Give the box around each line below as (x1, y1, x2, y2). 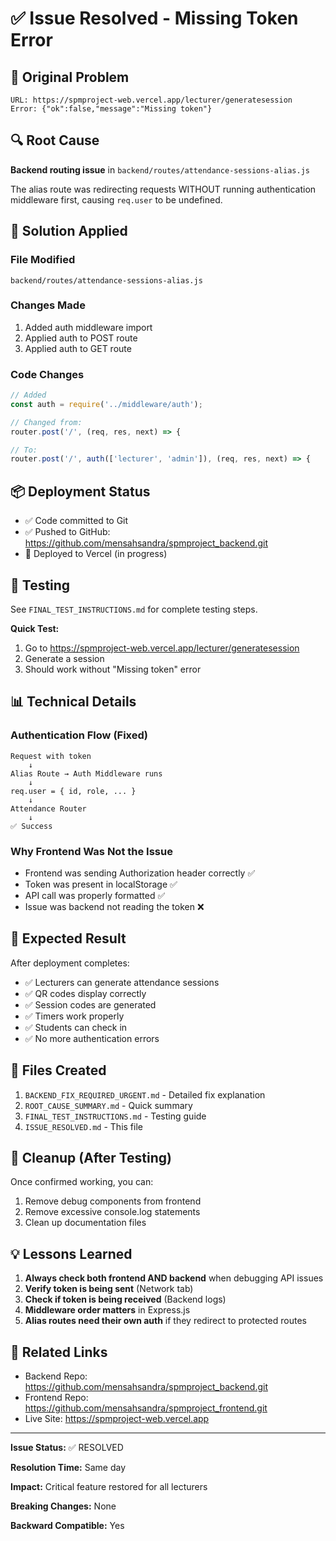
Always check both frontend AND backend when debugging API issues (24, 1272, 324, 1284)
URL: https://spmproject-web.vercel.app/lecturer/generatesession (10, 95, 293, 105)
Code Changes (10, 367, 85, 381)
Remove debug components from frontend (24, 1195, 202, 1207)
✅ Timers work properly (24, 1010, 125, 1022)
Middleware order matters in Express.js (24, 1304, 191, 1316)
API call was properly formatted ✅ (24, 889, 166, 901)
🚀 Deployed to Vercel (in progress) (24, 548, 168, 560)
